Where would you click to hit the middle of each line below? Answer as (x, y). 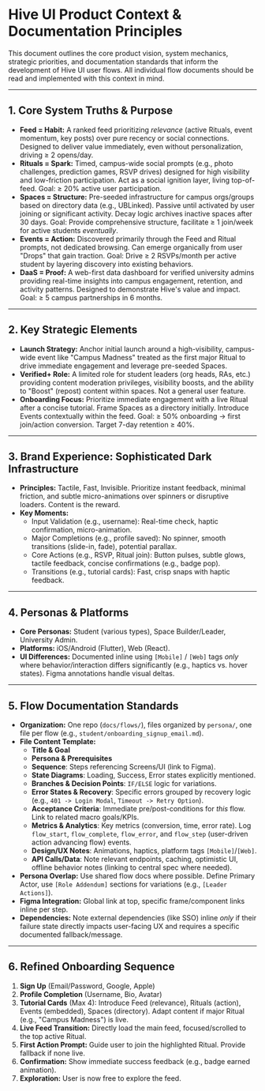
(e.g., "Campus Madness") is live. (74, 1019)
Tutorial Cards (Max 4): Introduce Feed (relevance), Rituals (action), (130, 1003)
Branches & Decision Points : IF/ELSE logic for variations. (124, 783)
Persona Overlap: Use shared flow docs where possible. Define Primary (137, 876)
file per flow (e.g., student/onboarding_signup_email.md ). (112, 733)
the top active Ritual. (53, 1036)
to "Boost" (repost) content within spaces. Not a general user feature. (132, 391)
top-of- (243, 180)
